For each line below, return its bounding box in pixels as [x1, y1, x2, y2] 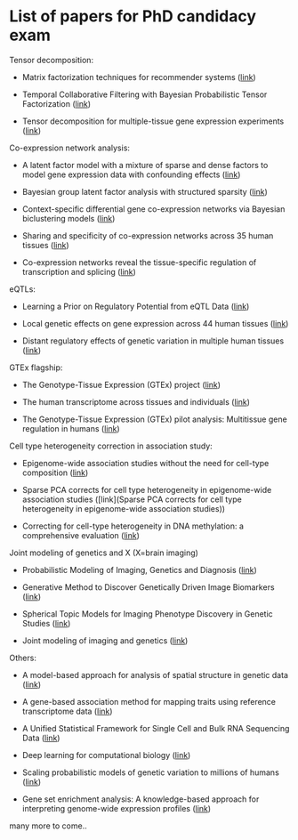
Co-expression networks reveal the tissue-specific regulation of [21, 256, 257, 268]
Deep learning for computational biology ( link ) [21, 749, 191, 760]
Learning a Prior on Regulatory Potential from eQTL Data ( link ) [21, 301, 250, 311]
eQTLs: [9, 283, 36, 295]
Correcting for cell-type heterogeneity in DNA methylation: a [21, 521, 245, 531]
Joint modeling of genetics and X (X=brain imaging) [9, 547, 198, 558]
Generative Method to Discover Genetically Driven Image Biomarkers [21, 581, 275, 593]
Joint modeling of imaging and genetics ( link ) [21, 634, 189, 646]
